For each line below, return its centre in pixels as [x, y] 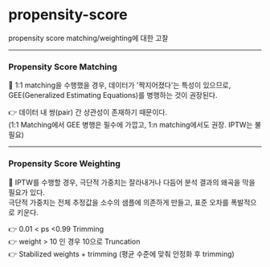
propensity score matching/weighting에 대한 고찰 [88, 38]
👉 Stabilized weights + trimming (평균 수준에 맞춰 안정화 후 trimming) [121, 253]
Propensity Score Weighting [64, 164]
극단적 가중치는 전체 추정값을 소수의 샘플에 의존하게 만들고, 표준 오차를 [119, 202]
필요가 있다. [27, 192]
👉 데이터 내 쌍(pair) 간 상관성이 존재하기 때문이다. [88, 112]
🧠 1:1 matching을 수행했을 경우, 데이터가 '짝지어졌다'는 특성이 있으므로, [120, 85]
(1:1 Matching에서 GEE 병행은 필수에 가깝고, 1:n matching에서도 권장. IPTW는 [131, 125]
